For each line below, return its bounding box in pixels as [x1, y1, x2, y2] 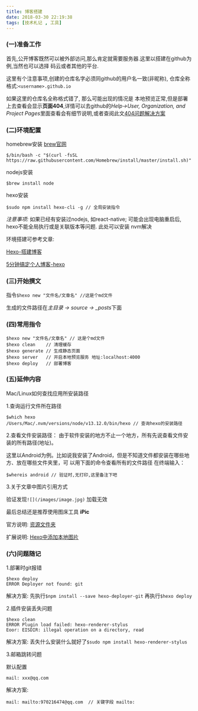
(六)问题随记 [6, 549, 41, 558]
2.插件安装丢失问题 [6, 605, 53, 612]
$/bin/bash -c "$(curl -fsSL [6, 152, 78, 158]
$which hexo [6, 414, 35, 420]
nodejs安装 [6, 168, 34, 175]
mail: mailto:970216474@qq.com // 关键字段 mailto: [6, 699, 135, 705]
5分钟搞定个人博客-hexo [6, 260, 65, 268]
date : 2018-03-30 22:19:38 [6, 14, 73, 20]
